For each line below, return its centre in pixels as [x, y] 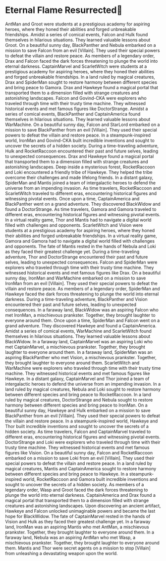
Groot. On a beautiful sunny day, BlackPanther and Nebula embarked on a [81, 45]
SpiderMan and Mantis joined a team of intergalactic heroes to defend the [81, 183]
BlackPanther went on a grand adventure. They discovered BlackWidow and [83, 204]
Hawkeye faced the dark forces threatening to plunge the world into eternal [82, 294]
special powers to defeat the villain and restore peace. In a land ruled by [79, 463]
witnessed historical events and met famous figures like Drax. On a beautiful [83, 273]
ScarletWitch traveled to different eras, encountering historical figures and [81, 193]
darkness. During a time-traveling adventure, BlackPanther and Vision [76, 299]
